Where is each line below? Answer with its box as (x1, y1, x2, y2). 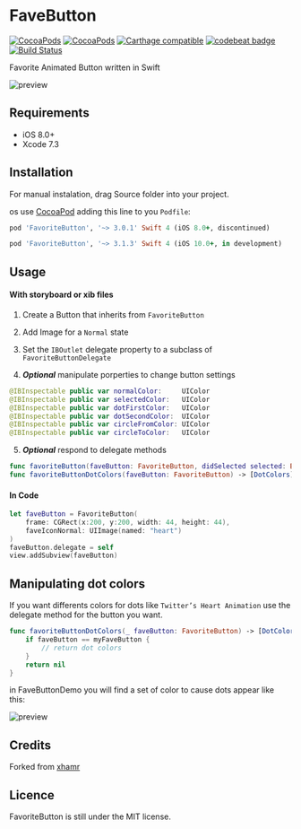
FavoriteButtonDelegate (21, 353, 112, 362)
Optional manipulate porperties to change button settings (21, 369, 236, 380)
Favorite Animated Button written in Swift (9, 62, 160, 73)
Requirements (9, 105, 90, 121)
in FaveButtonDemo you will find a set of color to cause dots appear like (9, 685, 275, 695)
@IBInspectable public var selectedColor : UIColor (9, 395, 211, 404)
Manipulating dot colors (9, 576, 146, 591)
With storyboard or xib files (9, 289, 114, 301)
